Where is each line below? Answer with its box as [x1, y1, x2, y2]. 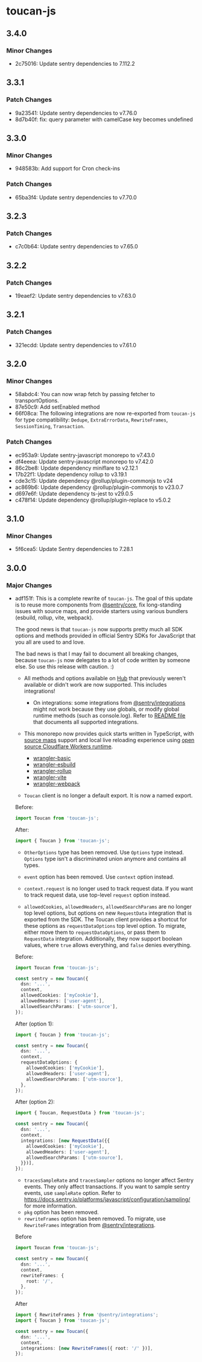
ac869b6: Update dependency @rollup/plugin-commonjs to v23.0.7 [14, 484, 184, 491]
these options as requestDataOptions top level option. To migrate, [24, 922, 186, 929]
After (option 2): [14, 1099, 55, 1106]
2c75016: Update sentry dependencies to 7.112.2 [14, 60, 136, 67]
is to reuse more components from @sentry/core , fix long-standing [14, 601, 182, 608]
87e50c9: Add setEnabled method [14, 403, 100, 411]
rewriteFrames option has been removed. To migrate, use [24, 1215, 166, 1222]
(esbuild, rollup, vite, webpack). [14, 614, 93, 621]
